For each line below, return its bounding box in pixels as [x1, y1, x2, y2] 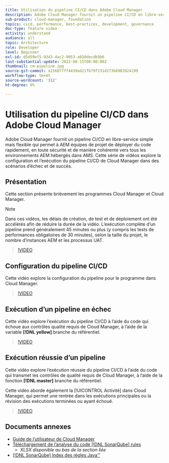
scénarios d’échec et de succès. [5, 163, 72, 169]
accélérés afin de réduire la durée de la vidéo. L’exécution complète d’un [5, 221, 156, 227]
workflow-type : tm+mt [5, 73, 51, 78]
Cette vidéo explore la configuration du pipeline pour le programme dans [5, 275, 156, 281]
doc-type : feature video [5, 26, 57, 31]
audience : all [5, 36, 35, 41]
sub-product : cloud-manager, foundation [5, 17, 92, 22]
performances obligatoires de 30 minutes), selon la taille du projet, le [5, 232, 148, 238]
